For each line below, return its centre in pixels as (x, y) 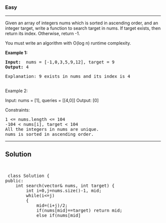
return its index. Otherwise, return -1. (43, 33)
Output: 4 (17, 67)
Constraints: (18, 110)
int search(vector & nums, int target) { (65, 186)
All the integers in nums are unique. (52, 129)
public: (14, 181)
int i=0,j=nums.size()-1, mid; (64, 191)
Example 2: (17, 91)
